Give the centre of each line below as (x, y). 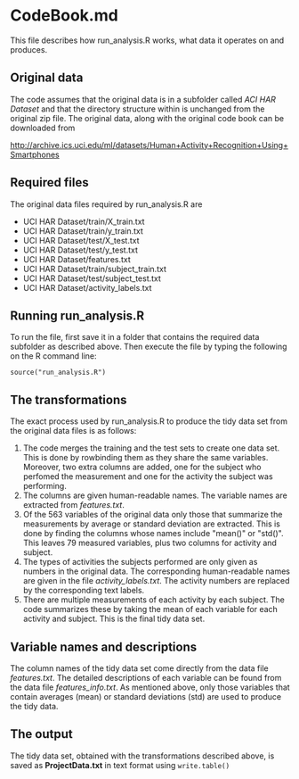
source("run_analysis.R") (58, 373)
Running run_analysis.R (77, 315)
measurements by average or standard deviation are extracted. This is (152, 524)
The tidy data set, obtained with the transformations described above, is (142, 756)
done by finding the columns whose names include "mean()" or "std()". (153, 534)
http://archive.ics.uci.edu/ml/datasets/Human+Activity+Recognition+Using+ (149, 145)
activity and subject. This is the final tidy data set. (114, 619)
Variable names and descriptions (104, 646)
